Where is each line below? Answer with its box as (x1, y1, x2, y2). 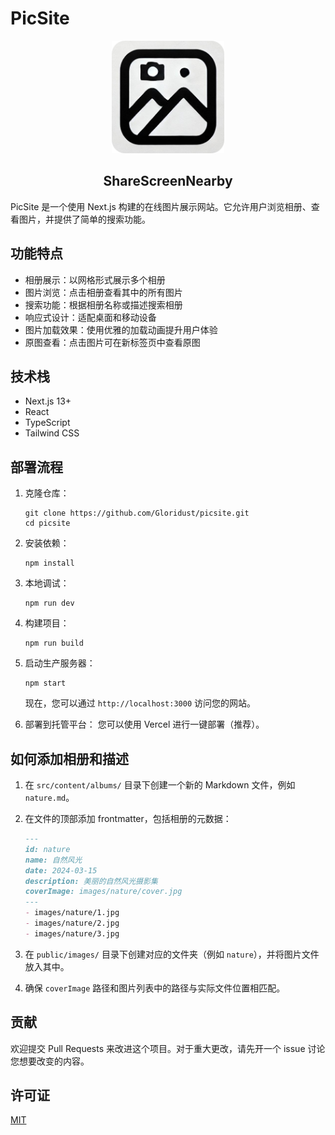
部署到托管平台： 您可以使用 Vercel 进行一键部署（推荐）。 (24, 718, 265, 731)
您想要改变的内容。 (10, 1055, 90, 1067)
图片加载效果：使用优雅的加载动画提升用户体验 (24, 323, 218, 336)
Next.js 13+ (24, 395, 72, 407)
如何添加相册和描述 (10, 750, 129, 767)
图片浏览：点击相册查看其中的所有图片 (24, 286, 183, 298)
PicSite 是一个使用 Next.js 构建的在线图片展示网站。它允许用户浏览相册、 (10, 200, 312, 212)
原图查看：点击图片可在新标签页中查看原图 (24, 336, 201, 348)
